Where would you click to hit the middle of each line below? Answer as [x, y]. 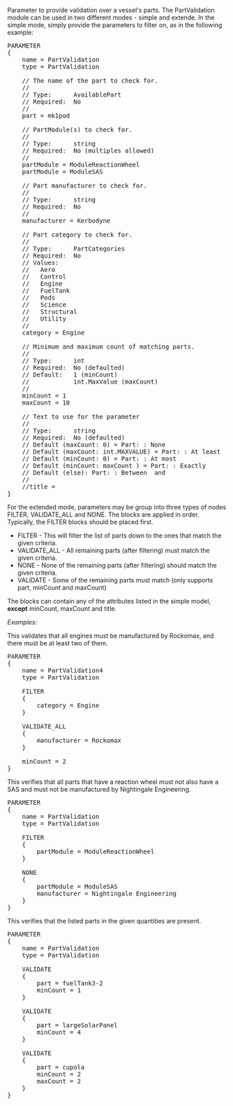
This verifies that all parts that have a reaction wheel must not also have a [113, 782]
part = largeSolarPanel [77, 1025]
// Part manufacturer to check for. [85, 186]
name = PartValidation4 [62, 670]
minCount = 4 [59, 1032]
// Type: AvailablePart [72, 95]
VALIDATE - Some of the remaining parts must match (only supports [115, 580]
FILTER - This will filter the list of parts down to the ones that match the [119, 535]
